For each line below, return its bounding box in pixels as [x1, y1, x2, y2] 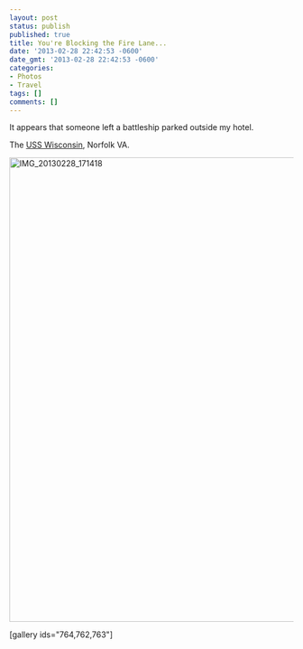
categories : [9, 64, 54, 73]
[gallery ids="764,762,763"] [9, 629, 113, 640]
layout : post [9, 13, 59, 23]
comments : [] [9, 97, 59, 107]
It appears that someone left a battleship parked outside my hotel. [9, 122, 254, 133]
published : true [9, 30, 70, 39]
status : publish [9, 22, 70, 31]
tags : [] [9, 89, 42, 98]
